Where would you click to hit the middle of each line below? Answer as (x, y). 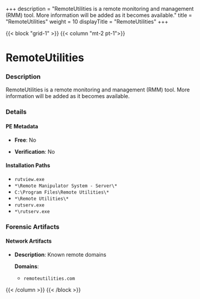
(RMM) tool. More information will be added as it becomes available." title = (99, 15)
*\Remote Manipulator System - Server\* (66, 186)
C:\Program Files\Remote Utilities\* (62, 192)
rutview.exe (29, 179)
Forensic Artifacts (33, 226)
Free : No (25, 140)
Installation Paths (28, 165)
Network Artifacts (29, 241)
